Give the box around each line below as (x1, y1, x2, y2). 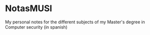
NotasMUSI (5, 3, 52, 14)
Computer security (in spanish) (5, 24, 67, 30)
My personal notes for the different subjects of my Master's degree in (5, 19, 145, 25)
